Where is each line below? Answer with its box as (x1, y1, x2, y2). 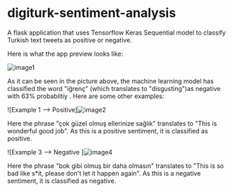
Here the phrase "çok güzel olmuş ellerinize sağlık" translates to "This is (7, 119, 217, 128)
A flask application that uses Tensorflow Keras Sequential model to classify (7, 28, 226, 37)
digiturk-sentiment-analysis (7, 5, 177, 21)
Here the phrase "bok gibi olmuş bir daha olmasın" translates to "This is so (7, 161, 225, 170)
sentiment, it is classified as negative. (7, 176, 116, 185)
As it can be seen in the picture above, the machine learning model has (7, 76, 214, 85)
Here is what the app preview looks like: (7, 49, 124, 58)
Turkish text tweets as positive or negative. (7, 35, 133, 44)
